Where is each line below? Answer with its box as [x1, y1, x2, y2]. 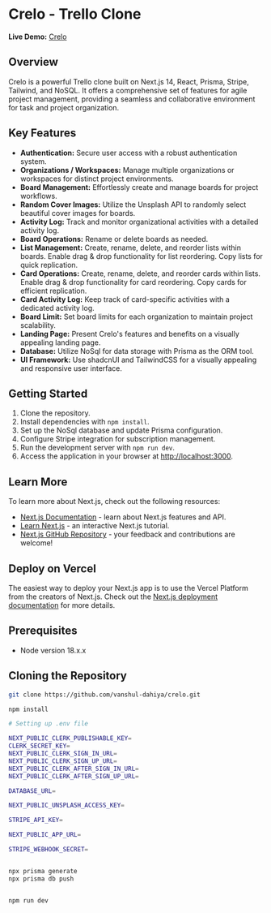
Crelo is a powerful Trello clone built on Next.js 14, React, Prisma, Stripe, [8, 76, 249, 86]
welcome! [19, 538, 53, 548]
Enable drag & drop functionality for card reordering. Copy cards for [19, 277, 247, 286]
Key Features [8, 127, 77, 140]
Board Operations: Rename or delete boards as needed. [19, 234, 209, 243]
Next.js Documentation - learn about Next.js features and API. [19, 512, 227, 522]
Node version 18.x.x [19, 645, 87, 655]
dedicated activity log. [19, 303, 95, 312]
